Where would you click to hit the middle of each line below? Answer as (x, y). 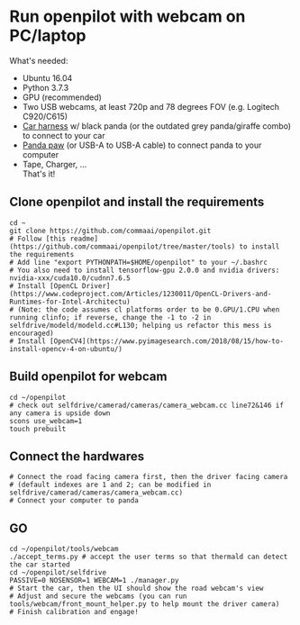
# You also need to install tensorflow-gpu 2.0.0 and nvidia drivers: (145, 270)
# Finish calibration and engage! (74, 612)
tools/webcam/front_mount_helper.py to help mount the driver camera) (145, 604)
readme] (84, 239)
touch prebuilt (38, 429)
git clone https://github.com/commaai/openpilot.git (110, 231)
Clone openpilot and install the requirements (137, 202)
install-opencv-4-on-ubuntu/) (66, 349)
